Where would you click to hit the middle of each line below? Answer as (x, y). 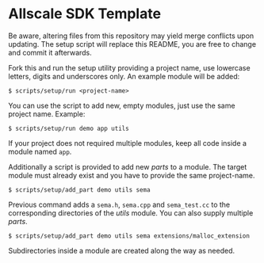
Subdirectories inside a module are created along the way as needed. (122, 250)
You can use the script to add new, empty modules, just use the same (122, 105)
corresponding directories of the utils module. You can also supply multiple (131, 213)
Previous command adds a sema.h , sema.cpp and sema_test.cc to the (119, 204)
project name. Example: (47, 114)
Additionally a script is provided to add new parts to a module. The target (128, 166)
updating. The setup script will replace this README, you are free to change (132, 44)
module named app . (40, 151)
